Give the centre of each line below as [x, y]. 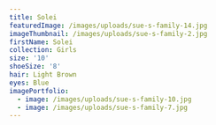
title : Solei [33, 17]
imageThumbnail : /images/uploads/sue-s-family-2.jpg [108, 33]
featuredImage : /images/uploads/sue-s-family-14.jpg [108, 26]
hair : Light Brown [43, 75]
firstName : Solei [41, 42]
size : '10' [29, 58]
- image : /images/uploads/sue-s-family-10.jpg [104, 99]
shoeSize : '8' [35, 67]
